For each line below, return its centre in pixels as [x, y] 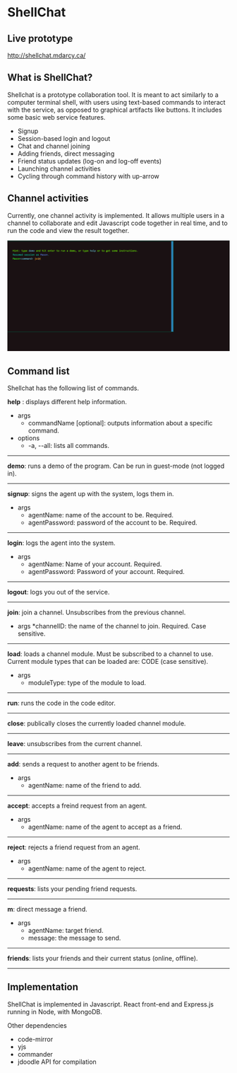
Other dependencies [37, 1025]
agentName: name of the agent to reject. [87, 868]
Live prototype [40, 39]
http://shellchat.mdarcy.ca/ [47, 55]
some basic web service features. [56, 117]
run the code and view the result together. [68, 230]
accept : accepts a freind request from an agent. [77, 805]
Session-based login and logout [64, 138]
